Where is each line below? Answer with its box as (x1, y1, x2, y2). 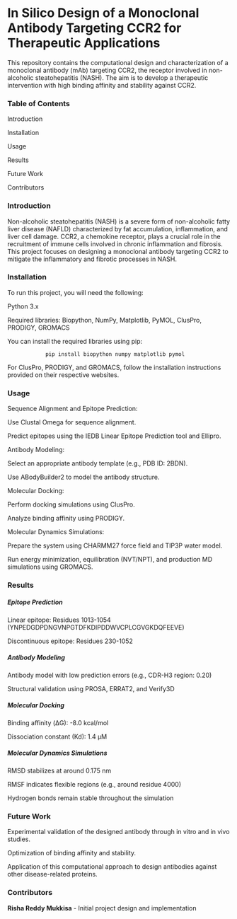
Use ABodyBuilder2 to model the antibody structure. (7, 473, 160, 482)
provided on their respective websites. (7, 370, 120, 379)
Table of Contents (7, 98, 71, 108)
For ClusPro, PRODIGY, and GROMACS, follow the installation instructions (7, 363, 221, 371)
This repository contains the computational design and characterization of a (7, 58, 229, 67)
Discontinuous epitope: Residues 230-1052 (7, 637, 133, 645)
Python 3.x (7, 302, 39, 311)
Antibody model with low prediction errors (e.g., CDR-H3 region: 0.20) (7, 671, 212, 679)
